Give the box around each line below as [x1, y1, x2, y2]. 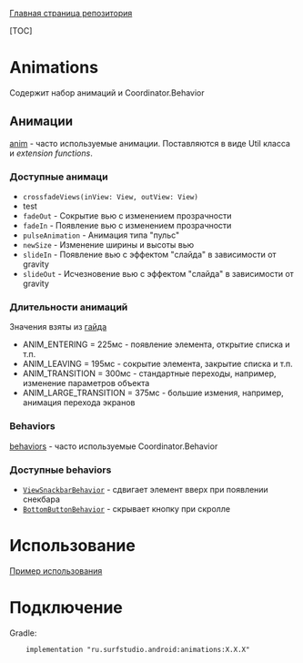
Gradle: [9, 627, 37, 638]
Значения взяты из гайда [9, 321, 107, 332]
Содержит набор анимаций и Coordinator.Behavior [9, 87, 205, 98]
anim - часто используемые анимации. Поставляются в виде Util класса [9, 138, 291, 148]
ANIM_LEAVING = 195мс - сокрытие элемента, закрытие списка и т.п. [22, 359, 293, 370]
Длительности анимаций [9, 301, 128, 313]
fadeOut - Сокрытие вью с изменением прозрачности [22, 210, 232, 221]
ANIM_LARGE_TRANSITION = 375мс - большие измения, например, [22, 387, 284, 399]
